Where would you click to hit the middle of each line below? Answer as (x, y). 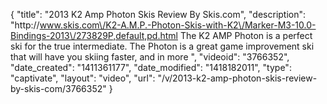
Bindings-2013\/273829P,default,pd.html (94, 35)
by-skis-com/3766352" (58, 88)
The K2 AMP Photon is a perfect (246, 35)
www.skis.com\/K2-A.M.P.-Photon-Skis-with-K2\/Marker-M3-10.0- (178, 25)
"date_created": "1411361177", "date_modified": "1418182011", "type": (151, 67)
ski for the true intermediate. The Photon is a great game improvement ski (162, 46)
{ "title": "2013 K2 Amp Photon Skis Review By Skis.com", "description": (158, 14)
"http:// (25, 25)
